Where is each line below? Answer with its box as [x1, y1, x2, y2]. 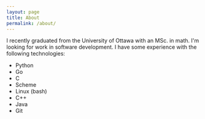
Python [15, 62, 34, 69]
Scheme [15, 81, 37, 88]
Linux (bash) [15, 88, 47, 95]
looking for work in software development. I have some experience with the [6, 43, 197, 51]
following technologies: [6, 50, 66, 57]
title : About [6, 15, 40, 21]
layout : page [6, 9, 40, 15]
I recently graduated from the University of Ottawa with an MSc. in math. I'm [6, 37, 199, 45]
